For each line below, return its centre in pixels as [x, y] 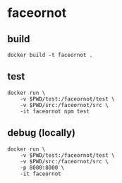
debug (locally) [42, 133]
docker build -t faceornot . [50, 55]
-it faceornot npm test [55, 111]
